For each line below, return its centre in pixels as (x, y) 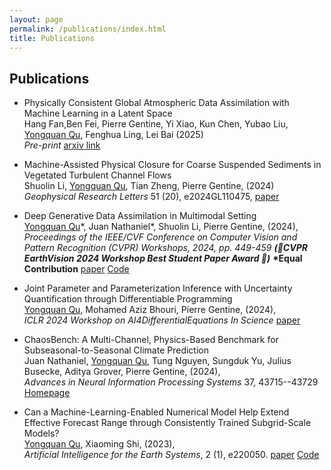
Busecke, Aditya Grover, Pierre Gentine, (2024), (122, 372)
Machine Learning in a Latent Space (98, 113)
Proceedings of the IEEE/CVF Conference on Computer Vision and (160, 237)
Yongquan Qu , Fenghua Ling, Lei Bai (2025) (113, 135)
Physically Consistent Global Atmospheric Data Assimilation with (156, 103)
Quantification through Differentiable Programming (128, 299)
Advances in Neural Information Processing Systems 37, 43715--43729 (171, 382)
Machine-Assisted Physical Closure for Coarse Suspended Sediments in (172, 165)
